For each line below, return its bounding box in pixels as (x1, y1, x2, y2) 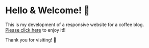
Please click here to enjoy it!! (5, 27, 66, 33)
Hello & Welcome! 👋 (5, 5, 90, 16)
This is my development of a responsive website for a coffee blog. (5, 21, 144, 28)
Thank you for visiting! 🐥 (5, 37, 57, 43)
